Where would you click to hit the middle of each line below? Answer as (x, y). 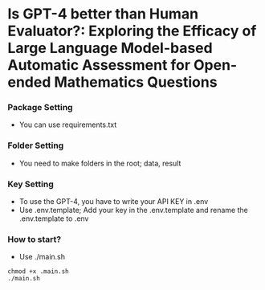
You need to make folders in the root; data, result (100, 163)
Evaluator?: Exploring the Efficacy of (132, 31)
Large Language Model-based (110, 48)
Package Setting (40, 108)
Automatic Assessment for (99, 65)
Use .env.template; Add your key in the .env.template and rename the (133, 210)
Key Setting (31, 184)
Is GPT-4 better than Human (103, 14)
